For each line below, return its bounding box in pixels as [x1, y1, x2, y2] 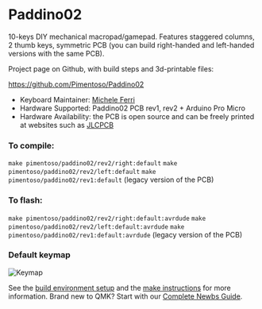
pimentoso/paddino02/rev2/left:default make [8, 168, 156, 176]
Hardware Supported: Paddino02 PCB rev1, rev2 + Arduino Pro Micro [19, 103, 246, 113]
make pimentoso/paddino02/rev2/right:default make [8, 160, 178, 168]
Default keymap [8, 249, 71, 261]
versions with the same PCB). [8, 48, 105, 58]
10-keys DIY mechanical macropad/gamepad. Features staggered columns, [8, 32, 256, 41]
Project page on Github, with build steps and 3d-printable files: [8, 64, 214, 73]
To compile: [8, 140, 55, 151]
